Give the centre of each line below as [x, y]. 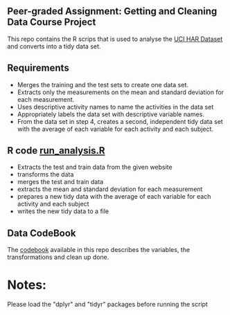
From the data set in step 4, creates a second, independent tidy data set [120, 121]
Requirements [38, 68]
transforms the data [45, 174]
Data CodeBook [42, 233]
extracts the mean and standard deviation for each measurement [110, 189]
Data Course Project [52, 22]
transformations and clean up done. [58, 257]
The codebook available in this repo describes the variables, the [99, 250]
